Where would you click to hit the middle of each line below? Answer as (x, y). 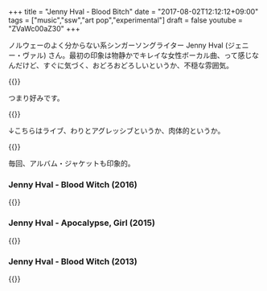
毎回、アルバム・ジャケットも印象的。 (72, 163)
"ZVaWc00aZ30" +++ (44, 29)
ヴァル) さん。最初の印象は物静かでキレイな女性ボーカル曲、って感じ (137, 55)
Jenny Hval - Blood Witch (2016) (73, 184)
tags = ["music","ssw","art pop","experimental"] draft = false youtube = (126, 20)
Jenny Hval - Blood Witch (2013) (73, 261)
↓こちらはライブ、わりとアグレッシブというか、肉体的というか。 (117, 131)
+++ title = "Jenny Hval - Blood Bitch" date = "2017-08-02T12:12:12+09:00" (133, 12)
